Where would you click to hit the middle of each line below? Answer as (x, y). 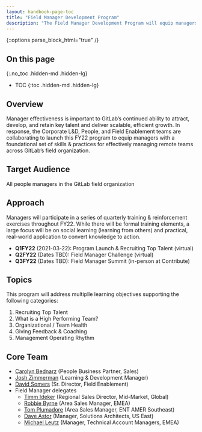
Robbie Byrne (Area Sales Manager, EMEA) (77, 403)
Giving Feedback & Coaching (51, 332)
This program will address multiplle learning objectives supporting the (93, 294)
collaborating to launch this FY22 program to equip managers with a (90, 138)
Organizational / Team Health (51, 325)
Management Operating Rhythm (55, 338)
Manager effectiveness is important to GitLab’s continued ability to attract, (98, 119)
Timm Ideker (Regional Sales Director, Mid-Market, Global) (96, 397)
